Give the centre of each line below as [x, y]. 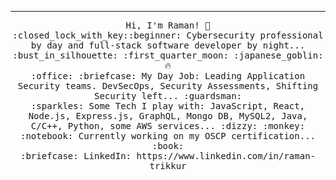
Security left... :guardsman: [167, 96]
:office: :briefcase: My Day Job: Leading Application [168, 76]
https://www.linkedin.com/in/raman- [226, 156]
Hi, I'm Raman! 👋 [168, 25]
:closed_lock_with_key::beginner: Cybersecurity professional [168, 35]
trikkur [168, 166]
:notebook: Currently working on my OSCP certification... [167, 136]
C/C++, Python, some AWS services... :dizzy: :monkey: [168, 126]
